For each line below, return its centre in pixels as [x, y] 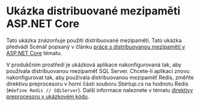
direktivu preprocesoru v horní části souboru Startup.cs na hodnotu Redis [97, 84]
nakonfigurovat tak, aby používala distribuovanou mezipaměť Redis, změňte [100, 77]
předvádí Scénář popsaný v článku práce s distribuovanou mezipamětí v [95, 47]
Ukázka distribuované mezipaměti [93, 11]
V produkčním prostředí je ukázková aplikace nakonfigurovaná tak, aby [94, 65]
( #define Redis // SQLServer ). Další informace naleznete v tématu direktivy [100, 90]
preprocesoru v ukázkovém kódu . [48, 96]
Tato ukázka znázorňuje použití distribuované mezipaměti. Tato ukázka [94, 40]
